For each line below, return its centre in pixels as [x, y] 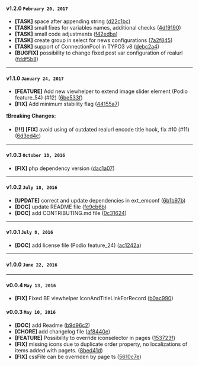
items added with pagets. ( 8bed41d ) [59, 350]
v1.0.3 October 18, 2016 [36, 155]
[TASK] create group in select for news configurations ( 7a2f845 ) [94, 40]
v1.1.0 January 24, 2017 [35, 78]
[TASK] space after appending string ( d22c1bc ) [73, 21]
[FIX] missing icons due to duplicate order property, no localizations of [101, 344]
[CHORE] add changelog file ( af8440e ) [62, 331]
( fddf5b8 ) [26, 59]
